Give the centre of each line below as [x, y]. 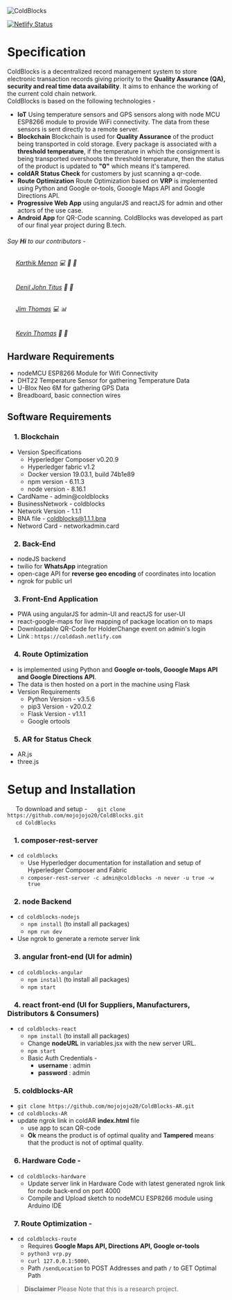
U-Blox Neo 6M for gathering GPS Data [73, 388]
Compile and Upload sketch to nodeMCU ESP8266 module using [120, 1198]
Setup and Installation [72, 790]
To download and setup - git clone [71, 808]
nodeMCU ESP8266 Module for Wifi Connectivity [87, 373]
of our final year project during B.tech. [72, 225]
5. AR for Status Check [53, 739]
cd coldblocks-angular [50, 972]
